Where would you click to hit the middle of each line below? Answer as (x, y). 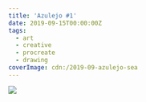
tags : (17, 30)
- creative (34, 45)
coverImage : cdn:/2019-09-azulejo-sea (73, 68)
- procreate (36, 53)
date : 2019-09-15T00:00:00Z (55, 23)
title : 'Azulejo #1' (43, 16)
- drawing (32, 61)
